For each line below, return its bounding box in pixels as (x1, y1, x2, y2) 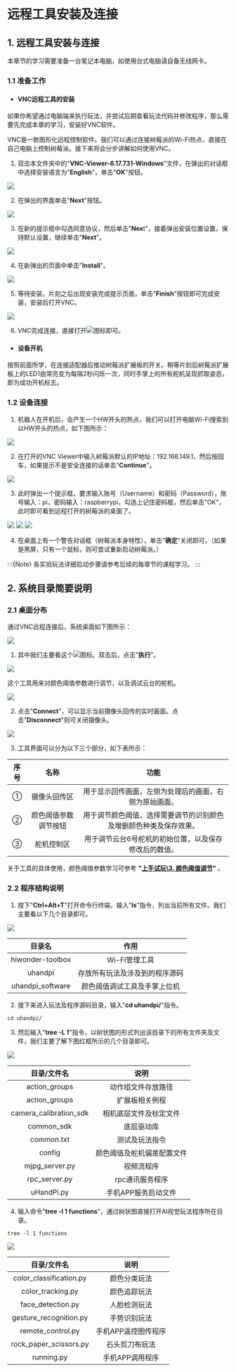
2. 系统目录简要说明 (7, 582, 93, 595)
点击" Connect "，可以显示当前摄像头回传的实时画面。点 (17, 707, 178, 715)
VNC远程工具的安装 (17, 94, 75, 103)
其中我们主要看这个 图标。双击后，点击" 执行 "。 (17, 650, 160, 659)
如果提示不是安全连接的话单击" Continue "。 (29, 460, 156, 469)
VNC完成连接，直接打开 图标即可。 (17, 327, 125, 335)
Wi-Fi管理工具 (106, 955, 155, 964)
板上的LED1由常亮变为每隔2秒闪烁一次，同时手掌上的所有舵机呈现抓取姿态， (7, 370, 228, 378)
